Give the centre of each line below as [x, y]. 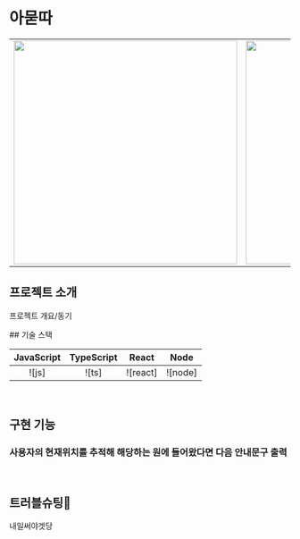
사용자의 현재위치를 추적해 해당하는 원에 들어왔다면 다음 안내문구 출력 [148, 452]
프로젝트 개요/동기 [41, 316]
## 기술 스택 [31, 334]
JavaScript [37, 357]
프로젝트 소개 [43, 293]
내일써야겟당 [31, 526]
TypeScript [93, 357]
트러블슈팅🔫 [40, 503]
